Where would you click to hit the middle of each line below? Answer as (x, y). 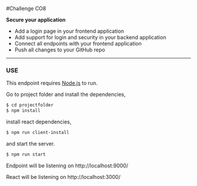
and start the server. (30, 143)
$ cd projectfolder (30, 105)
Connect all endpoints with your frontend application (78, 44)
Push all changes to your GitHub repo (60, 50)
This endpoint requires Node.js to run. (52, 83)
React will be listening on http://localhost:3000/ (63, 177)
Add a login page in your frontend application (69, 31)
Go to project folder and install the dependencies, (66, 94)
